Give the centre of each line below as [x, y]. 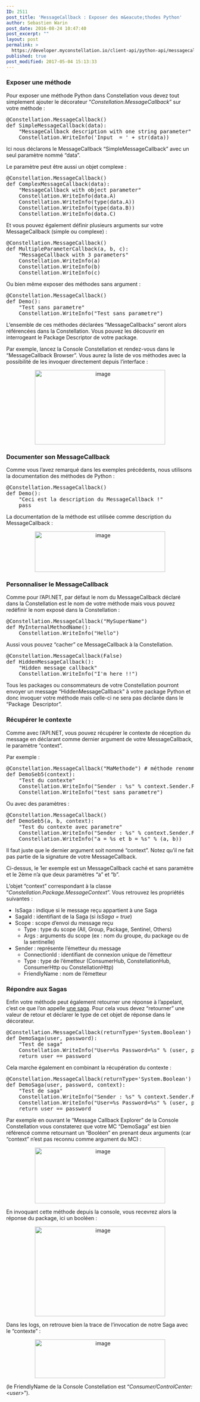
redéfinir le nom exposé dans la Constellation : [63, 610]
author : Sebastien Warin [37, 23]
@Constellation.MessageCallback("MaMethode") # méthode [89, 768]
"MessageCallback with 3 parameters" [74, 255]
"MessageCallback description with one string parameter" [105, 131]
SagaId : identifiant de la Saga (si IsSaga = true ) [74, 917]
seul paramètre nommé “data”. [43, 155]
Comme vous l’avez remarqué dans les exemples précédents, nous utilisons [99, 470]
